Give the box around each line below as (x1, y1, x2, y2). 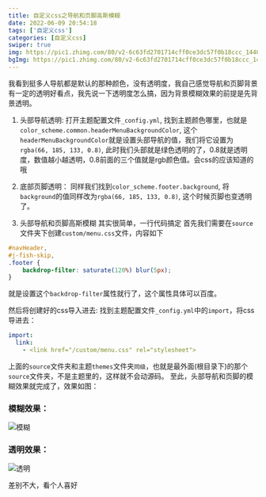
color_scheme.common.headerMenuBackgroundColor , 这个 (19, 124, 198, 135)
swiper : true (8, 41, 51, 49)
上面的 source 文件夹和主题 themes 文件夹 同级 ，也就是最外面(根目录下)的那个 (8, 361, 248, 371)
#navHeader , (8, 243, 47, 252)
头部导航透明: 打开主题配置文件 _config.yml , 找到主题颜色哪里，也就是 (19, 115, 248, 124)
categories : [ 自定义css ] (8, 33, 87, 42)
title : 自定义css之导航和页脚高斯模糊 (8, 11, 121, 20)
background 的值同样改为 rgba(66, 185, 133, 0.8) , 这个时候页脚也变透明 (19, 191, 253, 201)
